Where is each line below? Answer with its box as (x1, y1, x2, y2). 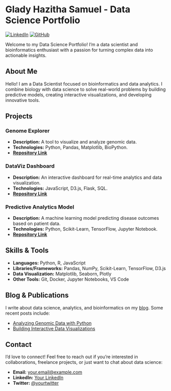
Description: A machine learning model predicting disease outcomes (12, 215, 159, 221)
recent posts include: (5, 310, 50, 316)
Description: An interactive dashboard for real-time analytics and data (12, 174, 162, 180)
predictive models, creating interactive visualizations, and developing (5, 91, 152, 98)
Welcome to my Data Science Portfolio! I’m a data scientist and (5, 41, 138, 47)
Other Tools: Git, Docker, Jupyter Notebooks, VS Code (12, 276, 129, 282)
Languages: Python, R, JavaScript (12, 260, 86, 266)
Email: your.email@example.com (12, 369, 83, 375)
